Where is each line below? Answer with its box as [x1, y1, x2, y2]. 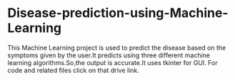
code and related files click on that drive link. [7, 66, 139, 74]
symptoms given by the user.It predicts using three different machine [7, 51, 211, 59]
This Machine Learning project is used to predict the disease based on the [7, 43, 226, 52]
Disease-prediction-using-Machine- [7, 5, 229, 21]
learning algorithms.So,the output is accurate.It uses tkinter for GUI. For [7, 58, 218, 67]
